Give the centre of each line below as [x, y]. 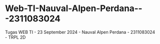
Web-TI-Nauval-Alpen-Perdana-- [74, 8]
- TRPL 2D [15, 37]
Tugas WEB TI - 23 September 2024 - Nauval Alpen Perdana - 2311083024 [80, 32]
